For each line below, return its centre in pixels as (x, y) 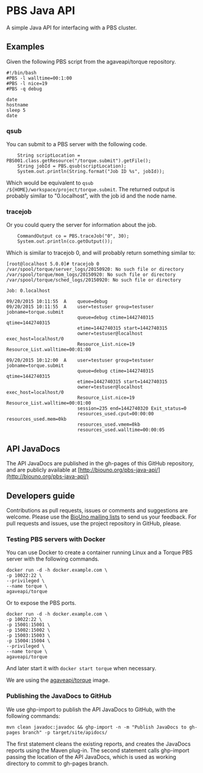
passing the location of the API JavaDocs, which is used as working (91, 756)
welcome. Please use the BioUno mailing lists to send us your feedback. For (101, 517)
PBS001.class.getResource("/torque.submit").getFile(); (79, 161)
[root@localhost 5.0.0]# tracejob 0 (53, 264)
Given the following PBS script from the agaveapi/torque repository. (91, 61)
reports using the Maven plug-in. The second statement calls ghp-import (98, 750)
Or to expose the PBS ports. (41, 603)
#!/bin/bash (21, 73)
